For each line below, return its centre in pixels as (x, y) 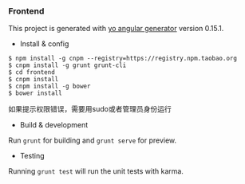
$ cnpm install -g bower (49, 86)
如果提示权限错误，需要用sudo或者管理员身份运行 (90, 109)
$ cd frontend (32, 72)
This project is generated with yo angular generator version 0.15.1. (116, 29)
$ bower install (35, 93)
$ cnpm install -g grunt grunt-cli (67, 65)
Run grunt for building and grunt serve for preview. (93, 140)
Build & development (54, 125)
